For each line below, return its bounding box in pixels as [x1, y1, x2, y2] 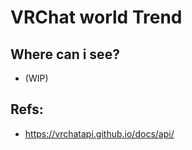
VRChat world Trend [10, 6, 183, 29]
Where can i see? [10, 46, 120, 63]
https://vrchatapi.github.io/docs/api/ [24, 127, 175, 140]
